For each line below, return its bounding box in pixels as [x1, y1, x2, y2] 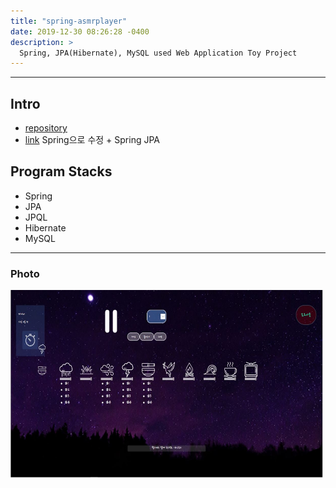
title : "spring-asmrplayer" [10, 16, 128, 26]
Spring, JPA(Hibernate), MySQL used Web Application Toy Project [19, 48, 298, 58]
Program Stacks [10, 163, 113, 180]
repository [24, 122, 68, 134]
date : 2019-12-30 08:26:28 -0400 [10, 26, 150, 37]
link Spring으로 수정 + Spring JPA [24, 134, 160, 146]
